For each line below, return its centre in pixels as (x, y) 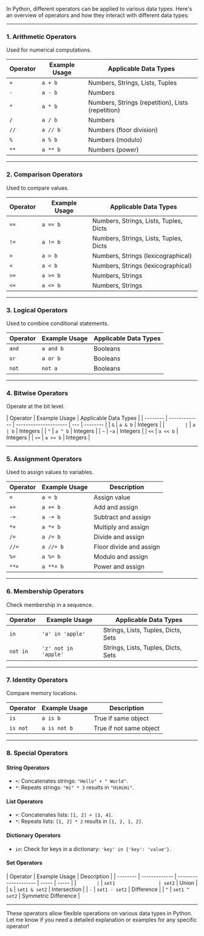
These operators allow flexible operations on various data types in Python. (99, 913)
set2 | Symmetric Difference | (43, 896)
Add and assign (116, 508)
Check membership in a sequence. (50, 604)
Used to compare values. (38, 187)
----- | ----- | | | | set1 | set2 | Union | (119, 882)
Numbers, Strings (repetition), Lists (138, 103)
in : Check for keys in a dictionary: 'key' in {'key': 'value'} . (93, 849)
